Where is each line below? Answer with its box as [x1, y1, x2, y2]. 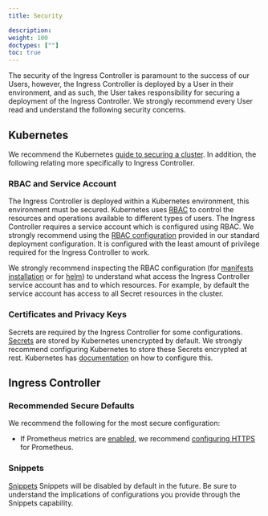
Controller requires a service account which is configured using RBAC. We [8, 222, 254, 231]
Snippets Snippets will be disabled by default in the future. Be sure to [8, 481, 237, 490]
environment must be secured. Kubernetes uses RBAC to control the [8, 205, 234, 215]
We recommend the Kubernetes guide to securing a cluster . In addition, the [8, 149, 257, 159]
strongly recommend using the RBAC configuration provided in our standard [8, 231, 260, 240]
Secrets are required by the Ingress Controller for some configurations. [8, 327, 243, 337]
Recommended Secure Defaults [8, 399, 135, 411]
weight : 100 [8, 34, 48, 42]
